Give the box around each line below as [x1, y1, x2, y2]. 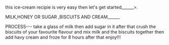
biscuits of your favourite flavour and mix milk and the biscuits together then [5, 29, 164, 34]
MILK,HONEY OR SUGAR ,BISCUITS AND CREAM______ [5, 14, 120, 19]
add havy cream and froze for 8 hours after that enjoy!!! [5, 34, 121, 40]
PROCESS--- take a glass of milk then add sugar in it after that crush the [5, 23, 156, 29]
